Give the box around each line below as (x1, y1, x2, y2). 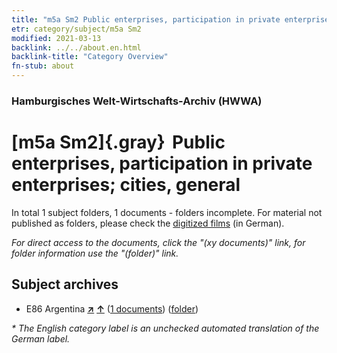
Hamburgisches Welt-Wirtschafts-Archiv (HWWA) (11, 94, 263, 108)
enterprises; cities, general (11, 174, 241, 196)
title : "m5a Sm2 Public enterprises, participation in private (11, 14, 281, 25)
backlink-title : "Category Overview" (11, 52, 169, 62)
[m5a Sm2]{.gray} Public (11, 131, 226, 154)
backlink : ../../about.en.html (11, 42, 142, 53)
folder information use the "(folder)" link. (11, 247, 179, 259)
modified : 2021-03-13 (11, 33, 102, 43)
